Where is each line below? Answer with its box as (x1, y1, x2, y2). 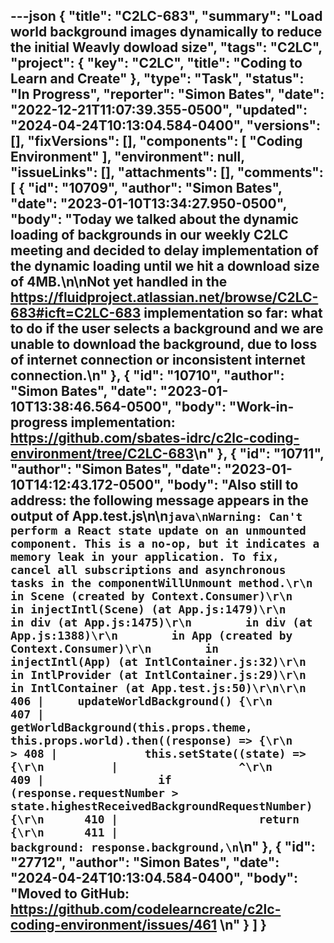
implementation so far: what (143, 305, 323, 322)
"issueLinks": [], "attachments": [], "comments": (10, 164, 324, 181)
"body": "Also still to (166, 477, 299, 494)
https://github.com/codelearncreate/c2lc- (10, 901, 282, 918)
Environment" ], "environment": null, (10, 149, 245, 166)
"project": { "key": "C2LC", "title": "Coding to (10, 55, 303, 72)
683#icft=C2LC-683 (10, 305, 142, 322)
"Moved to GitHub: (10, 885, 130, 903)
